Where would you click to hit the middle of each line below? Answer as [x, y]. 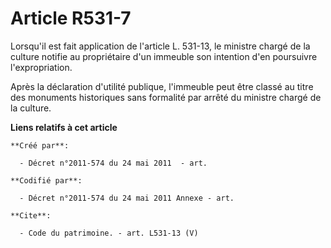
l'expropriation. [41, 67]
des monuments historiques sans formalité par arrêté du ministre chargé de [166, 97]
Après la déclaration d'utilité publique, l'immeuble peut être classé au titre [162, 86]
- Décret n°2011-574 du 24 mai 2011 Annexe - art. [127, 198]
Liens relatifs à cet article [64, 127]
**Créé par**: [40, 145]
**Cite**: [31, 215]
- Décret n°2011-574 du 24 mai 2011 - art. [113, 163]
